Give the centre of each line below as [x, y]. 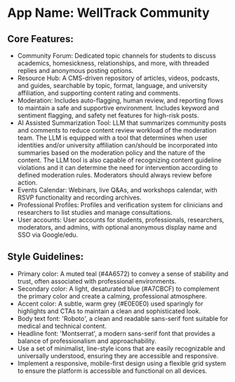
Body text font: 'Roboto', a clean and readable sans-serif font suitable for [123, 318]
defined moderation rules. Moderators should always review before [115, 175]
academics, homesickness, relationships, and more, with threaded [113, 63]
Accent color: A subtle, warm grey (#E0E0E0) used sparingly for [110, 303]
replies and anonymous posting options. [75, 71]
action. [27, 183]
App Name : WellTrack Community [109, 13]
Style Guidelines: [46, 257]
